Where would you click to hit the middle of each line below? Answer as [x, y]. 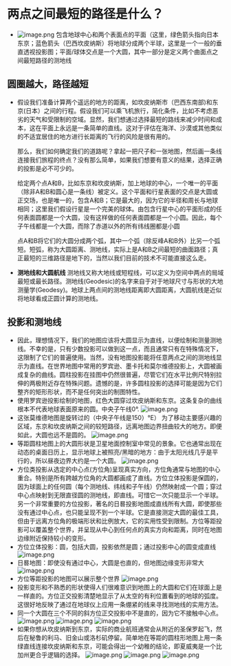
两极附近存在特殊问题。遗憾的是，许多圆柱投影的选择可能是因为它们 [125, 383]
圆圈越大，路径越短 [48, 84]
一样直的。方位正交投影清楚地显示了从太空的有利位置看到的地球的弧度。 [119, 596]
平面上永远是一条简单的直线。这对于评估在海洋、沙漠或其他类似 [131, 127]
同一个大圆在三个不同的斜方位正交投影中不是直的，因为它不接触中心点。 [119, 613]
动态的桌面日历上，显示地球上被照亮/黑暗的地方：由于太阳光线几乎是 [114, 452]
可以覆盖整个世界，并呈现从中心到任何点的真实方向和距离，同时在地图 [122, 529]
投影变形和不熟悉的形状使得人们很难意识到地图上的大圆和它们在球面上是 [119, 587]
